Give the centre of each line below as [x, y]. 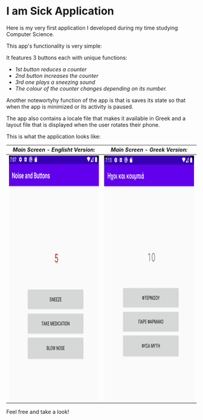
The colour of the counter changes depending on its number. [91, 88]
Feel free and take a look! [38, 412]
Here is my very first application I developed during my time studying [92, 28]
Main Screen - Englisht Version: [54, 150]
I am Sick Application [60, 11]
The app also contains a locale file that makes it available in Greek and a [96, 118]
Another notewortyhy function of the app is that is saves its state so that [96, 100]
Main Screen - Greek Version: [149, 150]
